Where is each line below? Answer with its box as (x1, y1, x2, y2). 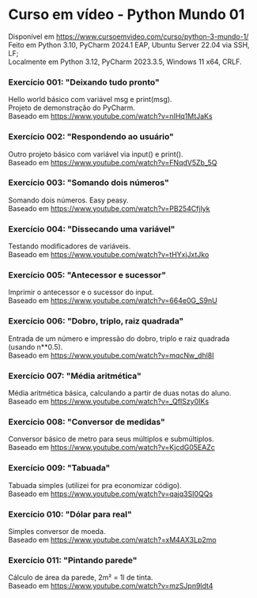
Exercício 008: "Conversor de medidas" (8, 416, 166, 427)
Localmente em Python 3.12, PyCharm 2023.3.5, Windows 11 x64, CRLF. (8, 57, 243, 66)
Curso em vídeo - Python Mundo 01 (8, 6, 245, 24)
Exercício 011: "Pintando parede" (8, 554, 138, 566)
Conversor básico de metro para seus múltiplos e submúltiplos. (8, 434, 215, 444)
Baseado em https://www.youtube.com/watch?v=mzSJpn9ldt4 (8, 581, 214, 591)
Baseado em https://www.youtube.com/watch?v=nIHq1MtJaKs (8, 112, 213, 121)
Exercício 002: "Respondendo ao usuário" (8, 131, 174, 142)
